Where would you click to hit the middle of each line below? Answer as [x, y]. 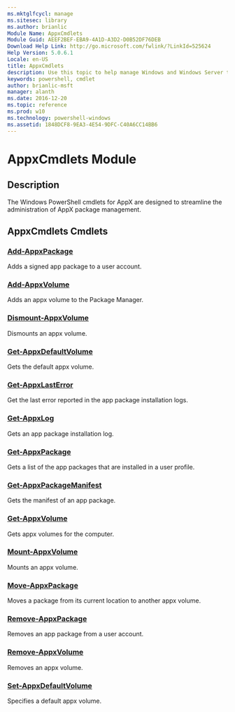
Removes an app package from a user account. [76, 634]
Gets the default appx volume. [51, 367]
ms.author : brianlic [37, 27]
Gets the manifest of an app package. [62, 500]
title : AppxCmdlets [36, 66]
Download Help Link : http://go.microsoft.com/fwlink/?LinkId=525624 [109, 46]
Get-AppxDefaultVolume [50, 351]
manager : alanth [31, 92]
